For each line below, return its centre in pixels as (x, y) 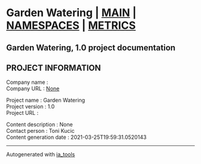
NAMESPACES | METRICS (71, 25)
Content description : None (39, 124)
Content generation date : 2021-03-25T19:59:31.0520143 (76, 137)
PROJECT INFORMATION (54, 68)
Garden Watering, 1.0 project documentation (91, 48)
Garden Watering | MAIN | (71, 13)
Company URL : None (33, 89)
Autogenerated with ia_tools (41, 154)
